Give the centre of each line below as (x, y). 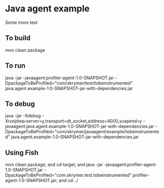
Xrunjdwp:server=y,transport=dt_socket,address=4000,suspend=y (74, 121)
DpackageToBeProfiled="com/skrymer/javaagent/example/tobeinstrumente (82, 132)
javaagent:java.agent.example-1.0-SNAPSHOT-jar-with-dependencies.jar (80, 126)
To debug (20, 104)
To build (18, 38)
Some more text (22, 22)
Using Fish (22, 152)
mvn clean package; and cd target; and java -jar (54, 165)
